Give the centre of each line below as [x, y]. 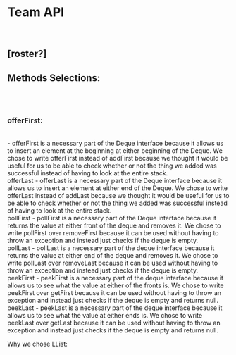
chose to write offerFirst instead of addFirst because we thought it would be [118, 158]
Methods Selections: [54, 78]
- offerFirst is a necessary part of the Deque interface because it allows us [116, 143]
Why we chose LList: [38, 344]
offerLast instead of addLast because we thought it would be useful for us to [119, 196]
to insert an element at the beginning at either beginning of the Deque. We [115, 151]
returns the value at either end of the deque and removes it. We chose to [113, 256]
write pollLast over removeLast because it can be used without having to [113, 263]
